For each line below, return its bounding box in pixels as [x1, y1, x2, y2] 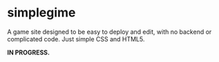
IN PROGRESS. [7, 48, 50, 56]
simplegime [7, 5, 76, 21]
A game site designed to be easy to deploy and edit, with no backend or [7, 28, 212, 36]
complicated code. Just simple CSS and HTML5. [7, 34, 145, 43]
